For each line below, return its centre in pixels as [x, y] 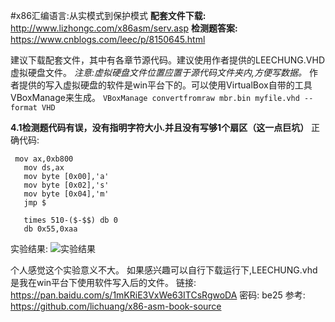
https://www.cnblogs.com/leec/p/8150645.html [108, 39]
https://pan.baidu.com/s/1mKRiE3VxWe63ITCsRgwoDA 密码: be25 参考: [158, 295]
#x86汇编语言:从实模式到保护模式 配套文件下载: [108, 15]
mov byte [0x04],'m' [66, 194]
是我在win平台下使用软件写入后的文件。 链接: [103, 282]
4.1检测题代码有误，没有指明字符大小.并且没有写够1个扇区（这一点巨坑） [160, 127]
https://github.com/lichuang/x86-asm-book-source [116, 306]
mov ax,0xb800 [44, 159]
